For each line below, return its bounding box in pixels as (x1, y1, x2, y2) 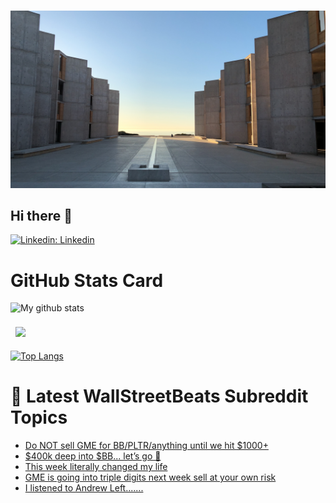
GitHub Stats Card (10, 269, 164, 292)
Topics (10, 406, 68, 429)
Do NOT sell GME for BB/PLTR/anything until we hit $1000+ (24, 440, 269, 452)
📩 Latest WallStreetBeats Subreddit (10, 385, 309, 408)
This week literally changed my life (24, 461, 168, 473)
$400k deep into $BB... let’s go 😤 (24, 450, 162, 462)
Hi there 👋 (10, 207, 73, 224)
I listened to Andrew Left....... (24, 482, 144, 494)
